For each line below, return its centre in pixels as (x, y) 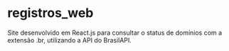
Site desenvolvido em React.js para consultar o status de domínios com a (115, 33)
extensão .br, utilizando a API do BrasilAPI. (69, 40)
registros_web (50, 13)
